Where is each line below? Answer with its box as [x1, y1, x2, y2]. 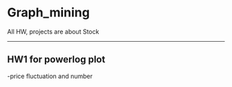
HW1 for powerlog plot [7, 53, 106, 66]
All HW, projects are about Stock [7, 27, 99, 36]
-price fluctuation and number [7, 72, 93, 80]
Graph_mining [7, 5, 90, 21]
